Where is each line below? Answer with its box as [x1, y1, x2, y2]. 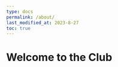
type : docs [6, 8, 34, 15]
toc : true [6, 25, 31, 31]
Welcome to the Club [6, 51, 113, 64]
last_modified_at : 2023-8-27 [6, 20, 79, 25]
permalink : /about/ [6, 14, 55, 20]
